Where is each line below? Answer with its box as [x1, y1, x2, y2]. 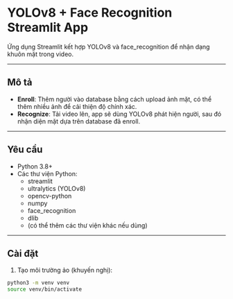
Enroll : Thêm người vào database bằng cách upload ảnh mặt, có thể [17, 95, 212, 103]
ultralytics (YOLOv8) [27, 184, 86, 192]
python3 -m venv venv [7, 280, 70, 287]
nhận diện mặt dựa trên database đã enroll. [17, 117, 141, 126]
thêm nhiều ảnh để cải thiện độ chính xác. [17, 102, 137, 110]
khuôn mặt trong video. [7, 50, 74, 58]
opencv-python [27, 191, 72, 200]
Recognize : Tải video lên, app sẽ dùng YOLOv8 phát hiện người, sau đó [17, 110, 222, 118]
